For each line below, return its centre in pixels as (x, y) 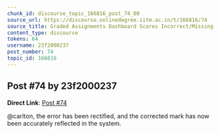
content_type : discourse (43, 33)
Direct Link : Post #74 (37, 102)
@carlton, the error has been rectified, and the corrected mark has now (108, 116)
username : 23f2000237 (38, 45)
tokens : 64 (23, 39)
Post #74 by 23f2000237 (62, 86)
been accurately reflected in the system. (64, 123)
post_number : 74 (30, 52)
